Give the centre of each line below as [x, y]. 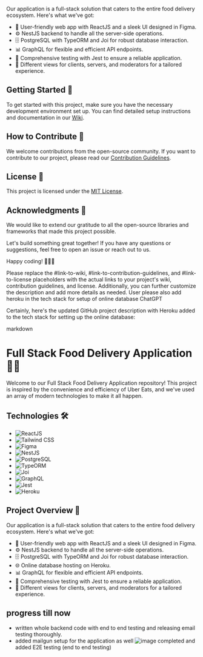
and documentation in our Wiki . [45, 117]
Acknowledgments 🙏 [46, 210]
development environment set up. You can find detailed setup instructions [98, 111]
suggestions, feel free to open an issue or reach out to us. [78, 250]
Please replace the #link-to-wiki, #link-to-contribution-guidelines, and [93, 273]
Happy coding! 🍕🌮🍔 [31, 261]
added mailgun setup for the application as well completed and [105, 641]
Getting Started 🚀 [40, 90]
